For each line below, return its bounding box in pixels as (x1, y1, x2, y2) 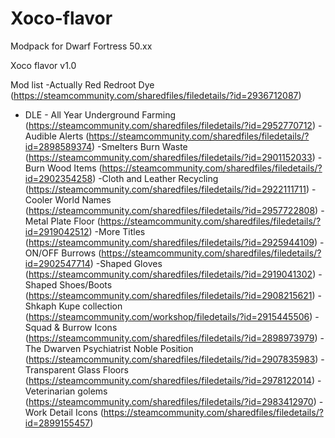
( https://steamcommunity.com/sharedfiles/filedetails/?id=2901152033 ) (24, 151, 316, 163)
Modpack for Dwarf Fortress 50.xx (10, 40, 153, 52)
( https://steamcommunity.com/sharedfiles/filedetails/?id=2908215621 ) (24, 289, 316, 301)
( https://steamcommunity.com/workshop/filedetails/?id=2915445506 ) (24, 310, 313, 322)
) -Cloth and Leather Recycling (92, 172, 219, 184)
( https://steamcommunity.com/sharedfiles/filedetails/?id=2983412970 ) (24, 395, 317, 407)
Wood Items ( (46, 162, 103, 174)
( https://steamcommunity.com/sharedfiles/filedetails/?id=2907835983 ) (24, 353, 319, 365)
